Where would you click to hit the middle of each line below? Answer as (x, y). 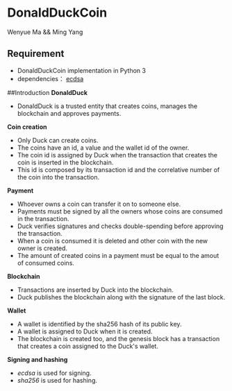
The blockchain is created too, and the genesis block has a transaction (118, 338)
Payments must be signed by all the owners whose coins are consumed (120, 211)
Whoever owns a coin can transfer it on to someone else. (99, 204)
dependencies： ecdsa (50, 78)
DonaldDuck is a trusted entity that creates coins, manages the (107, 106)
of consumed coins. (46, 263)
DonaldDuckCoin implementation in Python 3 (81, 70)
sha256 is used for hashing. (57, 380)
